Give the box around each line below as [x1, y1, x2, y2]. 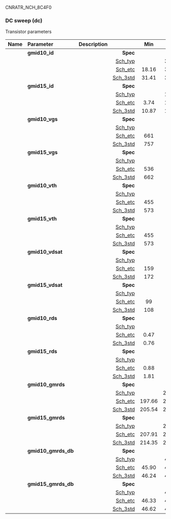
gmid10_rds [27, 315, 58, 322]
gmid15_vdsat [27, 282, 63, 289]
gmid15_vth [27, 215, 57, 223]
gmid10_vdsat [27, 249, 63, 256]
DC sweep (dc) [5, 17, 43, 24]
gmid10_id [27, 50, 54, 57]
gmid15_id [27, 83, 54, 90]
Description [78, 41, 108, 48]
